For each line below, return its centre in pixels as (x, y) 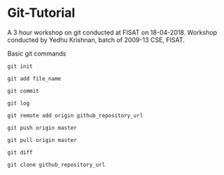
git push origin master (42, 128)
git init (20, 66)
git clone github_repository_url (56, 164)
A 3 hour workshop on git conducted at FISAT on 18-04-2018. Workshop (112, 32)
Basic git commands (37, 53)
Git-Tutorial (41, 13)
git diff (20, 153)
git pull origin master (42, 140)
